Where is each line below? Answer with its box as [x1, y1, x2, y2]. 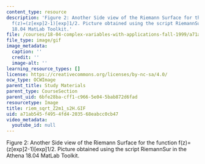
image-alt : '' [12, 60, 48, 66]
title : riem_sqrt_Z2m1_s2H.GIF [6, 105, 86, 112]
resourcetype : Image [6, 99, 59, 105]
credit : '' [12, 54, 40, 60]
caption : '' [12, 49, 43, 55]
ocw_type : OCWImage [6, 77, 56, 83]
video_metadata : [6, 116, 48, 123]
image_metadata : [6, 43, 48, 49]
